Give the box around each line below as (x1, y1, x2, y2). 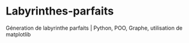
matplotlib (6, 30, 31, 38)
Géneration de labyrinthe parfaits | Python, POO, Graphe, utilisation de (6, 24, 183, 31)
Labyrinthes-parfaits (6, 4, 114, 18)
